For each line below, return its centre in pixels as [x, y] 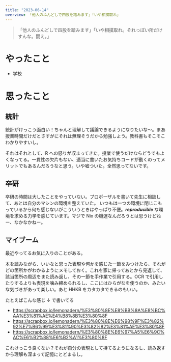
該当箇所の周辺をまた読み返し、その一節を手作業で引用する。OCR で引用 [82, 277]
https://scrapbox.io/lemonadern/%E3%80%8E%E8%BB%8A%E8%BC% [89, 311]
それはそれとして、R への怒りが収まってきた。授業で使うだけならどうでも [83, 153]
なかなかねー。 [30, 222]
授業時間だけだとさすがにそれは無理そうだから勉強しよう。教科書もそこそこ [85, 136]
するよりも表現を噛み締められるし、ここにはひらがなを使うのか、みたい [90, 283]
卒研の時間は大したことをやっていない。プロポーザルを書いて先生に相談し [83, 197]
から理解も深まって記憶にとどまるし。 [45, 354]
